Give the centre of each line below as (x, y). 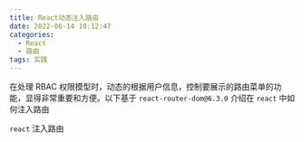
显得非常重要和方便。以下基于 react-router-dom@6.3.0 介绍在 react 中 (156, 98)
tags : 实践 (29, 60)
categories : (32, 34)
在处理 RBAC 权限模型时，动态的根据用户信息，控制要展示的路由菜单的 (142, 86)
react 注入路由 (37, 128)
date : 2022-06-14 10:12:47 (60, 26)
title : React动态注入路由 (54, 18)
